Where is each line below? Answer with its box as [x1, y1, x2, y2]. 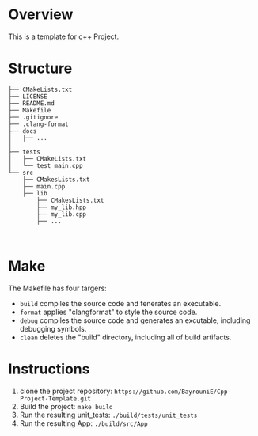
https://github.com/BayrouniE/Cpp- [114, 388, 232, 396]
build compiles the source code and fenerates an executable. [19, 298, 222, 308]
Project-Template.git [19, 394, 91, 403]
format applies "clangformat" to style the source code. [19, 307, 198, 317]
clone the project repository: [19, 386, 113, 396]
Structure [8, 59, 73, 78]
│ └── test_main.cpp [8, 161, 83, 169]
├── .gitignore [8, 113, 59, 121]
